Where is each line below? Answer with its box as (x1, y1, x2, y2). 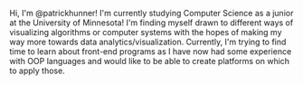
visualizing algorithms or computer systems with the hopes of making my (9, 27, 282, 37)
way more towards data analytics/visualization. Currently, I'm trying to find (9, 36, 287, 47)
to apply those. (9, 65, 65, 76)
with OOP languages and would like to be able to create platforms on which (9, 56, 290, 66)
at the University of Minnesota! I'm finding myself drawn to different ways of (9, 17, 294, 28)
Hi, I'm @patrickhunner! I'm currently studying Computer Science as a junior (9, 8, 294, 18)
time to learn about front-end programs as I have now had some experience (9, 46, 292, 57)
